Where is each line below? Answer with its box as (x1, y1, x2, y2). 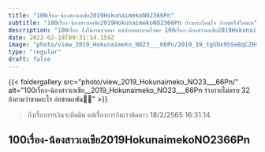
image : (8, 41, 30, 49)
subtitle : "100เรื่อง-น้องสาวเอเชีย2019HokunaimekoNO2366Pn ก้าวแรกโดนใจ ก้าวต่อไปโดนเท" (8, 19, 258, 27)
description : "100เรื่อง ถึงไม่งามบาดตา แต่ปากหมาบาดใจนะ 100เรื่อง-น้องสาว (8, 26, 207, 34)
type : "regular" (8, 48, 62, 56)
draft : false (8, 56, 51, 64)
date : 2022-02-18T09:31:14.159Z (8, 33, 114, 42)
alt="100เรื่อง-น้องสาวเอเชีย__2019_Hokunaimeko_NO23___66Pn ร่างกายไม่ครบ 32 (8, 85, 251, 95)
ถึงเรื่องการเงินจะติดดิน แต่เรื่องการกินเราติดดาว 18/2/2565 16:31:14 (27, 109, 211, 119)
